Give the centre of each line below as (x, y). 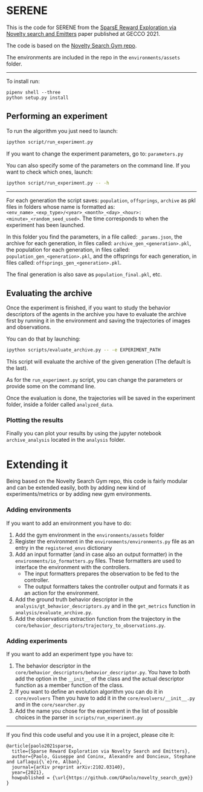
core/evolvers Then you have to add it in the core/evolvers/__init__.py (105, 698)
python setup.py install (37, 98)
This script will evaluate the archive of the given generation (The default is (99, 362)
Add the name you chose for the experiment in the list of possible (96, 711)
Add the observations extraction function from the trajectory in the (98, 618)
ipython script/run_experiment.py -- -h (58, 183)
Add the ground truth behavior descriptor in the (74, 599)
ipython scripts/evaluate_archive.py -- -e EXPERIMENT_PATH (84, 350)
